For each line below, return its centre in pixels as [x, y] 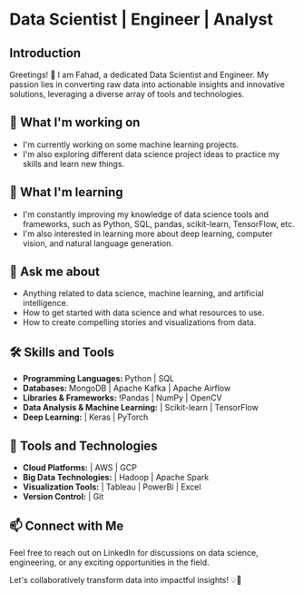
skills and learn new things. [74, 163]
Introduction [45, 53]
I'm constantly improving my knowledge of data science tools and [146, 214]
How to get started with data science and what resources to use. [143, 312]
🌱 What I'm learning [67, 192]
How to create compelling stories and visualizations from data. [139, 322]
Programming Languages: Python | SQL [98, 379]
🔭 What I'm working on [75, 123]
